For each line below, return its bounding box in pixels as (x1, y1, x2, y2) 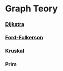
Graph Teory (5, 3, 58, 14)
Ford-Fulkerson (5, 34, 43, 41)
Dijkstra (5, 21, 25, 28)
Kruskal (5, 47, 25, 54)
